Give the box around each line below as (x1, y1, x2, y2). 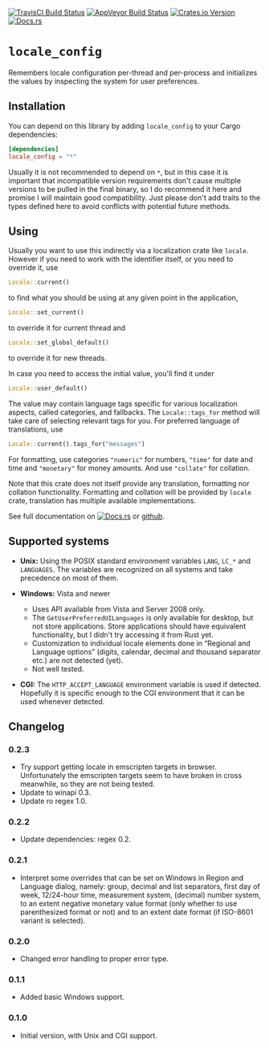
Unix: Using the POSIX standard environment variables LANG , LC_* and (19, 555, 251, 566)
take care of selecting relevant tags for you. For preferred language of (8, 416, 240, 425)
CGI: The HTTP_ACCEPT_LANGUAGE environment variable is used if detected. (19, 679, 261, 689)
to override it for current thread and (8, 323, 126, 333)
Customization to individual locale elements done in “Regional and (31, 638, 251, 648)
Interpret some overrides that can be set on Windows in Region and (19, 873, 244, 882)
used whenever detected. (19, 696, 105, 706)
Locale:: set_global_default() (8, 338, 110, 347)
